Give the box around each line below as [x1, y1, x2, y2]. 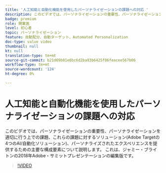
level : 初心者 [5, 26, 32, 31]
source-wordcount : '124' [5, 67, 56, 72]
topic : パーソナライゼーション [5, 30, 61, 35]
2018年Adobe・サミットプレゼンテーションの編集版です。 [18, 152, 136, 158]
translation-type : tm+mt [5, 53, 56, 58]
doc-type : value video [5, 39, 52, 44]
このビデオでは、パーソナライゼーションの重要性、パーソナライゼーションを [5, 128, 161, 134]
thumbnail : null [5, 44, 39, 49]
